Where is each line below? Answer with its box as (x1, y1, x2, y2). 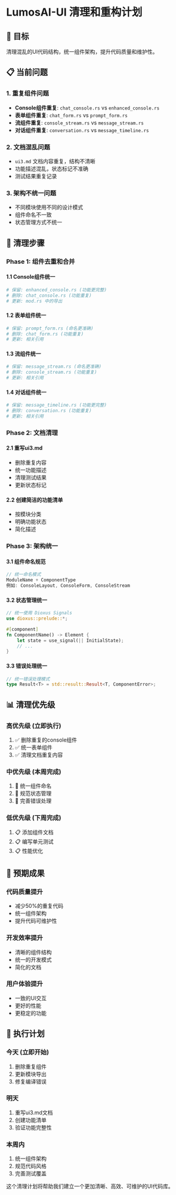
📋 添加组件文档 (14, 828, 54, 836)
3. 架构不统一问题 (6, 189, 57, 197)
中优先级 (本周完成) (6, 767, 61, 776)
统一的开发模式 (14, 956, 52, 963)
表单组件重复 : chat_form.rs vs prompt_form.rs (14, 111, 128, 118)
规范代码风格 (14, 1163, 47, 1170)
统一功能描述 (14, 467, 47, 474)
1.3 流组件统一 (6, 350, 41, 357)
